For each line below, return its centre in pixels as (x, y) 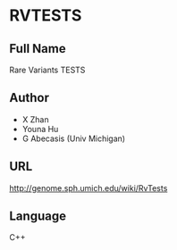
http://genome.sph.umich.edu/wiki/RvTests (88, 187)
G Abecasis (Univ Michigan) (74, 138)
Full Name (38, 49)
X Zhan (35, 119)
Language (38, 217)
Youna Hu (40, 129)
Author (29, 98)
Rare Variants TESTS (47, 70)
